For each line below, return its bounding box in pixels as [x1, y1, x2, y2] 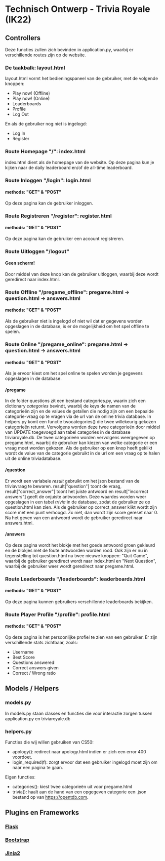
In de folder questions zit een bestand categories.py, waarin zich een [5, 398, 146, 404]
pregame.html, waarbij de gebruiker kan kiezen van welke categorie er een [5, 440, 158, 446]
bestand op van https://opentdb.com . [12, 794, 89, 800]
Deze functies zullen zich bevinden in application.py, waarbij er [5, 47, 134, 52]
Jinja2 [5, 850, 21, 857]
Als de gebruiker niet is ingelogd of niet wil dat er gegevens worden [5, 318, 143, 324]
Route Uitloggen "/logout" [5, 248, 70, 255]
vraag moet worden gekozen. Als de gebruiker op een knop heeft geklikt [5, 445, 153, 451]
